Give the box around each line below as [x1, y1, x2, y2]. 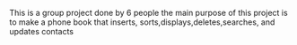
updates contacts [9, 26, 74, 36]
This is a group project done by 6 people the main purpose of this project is [9, 8, 289, 18]
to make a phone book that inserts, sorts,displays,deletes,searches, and [9, 17, 275, 27]
